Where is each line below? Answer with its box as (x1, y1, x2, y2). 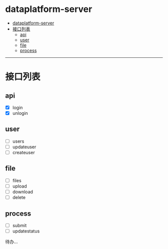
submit (12, 222, 27, 228)
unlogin (12, 110, 28, 116)
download (12, 189, 33, 195)
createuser (12, 150, 35, 155)
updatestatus (12, 228, 40, 234)
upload (12, 183, 27, 189)
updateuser (12, 144, 36, 150)
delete (12, 195, 26, 201)
